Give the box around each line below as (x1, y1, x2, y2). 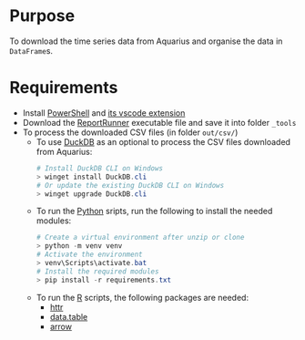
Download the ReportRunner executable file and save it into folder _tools (22, 117, 297, 128)
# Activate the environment (36, 250, 143, 260)
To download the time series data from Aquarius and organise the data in (9, 36, 283, 46)
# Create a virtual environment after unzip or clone (36, 233, 245, 242)
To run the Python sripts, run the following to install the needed (36, 206, 273, 217)
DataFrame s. (9, 45, 53, 56)
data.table (49, 311, 88, 322)
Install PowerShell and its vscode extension (22, 107, 186, 118)
